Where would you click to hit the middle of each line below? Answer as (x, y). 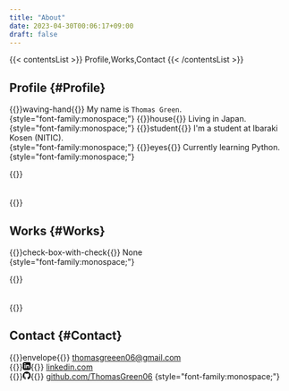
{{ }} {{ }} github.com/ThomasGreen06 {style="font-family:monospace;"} (144, 376)
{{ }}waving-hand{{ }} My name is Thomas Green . (96, 109)
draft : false (34, 34)
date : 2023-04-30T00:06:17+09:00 (72, 26)
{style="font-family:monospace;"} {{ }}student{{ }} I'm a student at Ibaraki (144, 128)
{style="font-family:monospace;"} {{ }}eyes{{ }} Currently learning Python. (144, 148)
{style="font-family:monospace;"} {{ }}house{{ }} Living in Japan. (128, 119)
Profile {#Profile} (57, 87)
